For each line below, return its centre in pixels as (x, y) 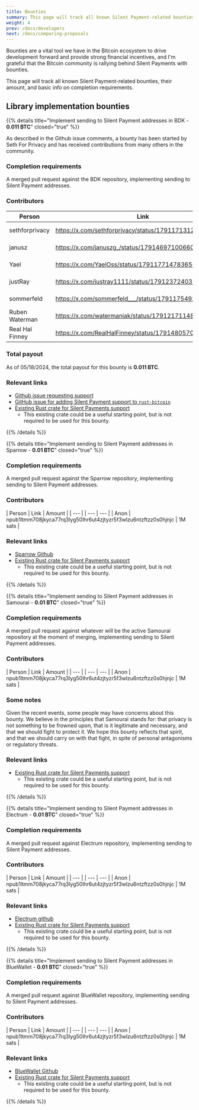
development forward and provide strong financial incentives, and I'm (91, 57)
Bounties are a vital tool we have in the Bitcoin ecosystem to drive (86, 51)
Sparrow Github (34, 554)
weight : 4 (18, 23)
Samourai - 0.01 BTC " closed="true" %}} (56, 603)
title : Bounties (26, 12)
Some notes (24, 700)
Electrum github (34, 919)
